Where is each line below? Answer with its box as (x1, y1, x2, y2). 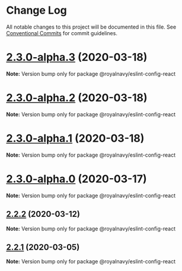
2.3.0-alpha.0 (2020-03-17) (6, 172, 147, 185)
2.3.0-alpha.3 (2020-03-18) (6, 51, 148, 64)
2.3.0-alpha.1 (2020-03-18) (6, 132, 145, 145)
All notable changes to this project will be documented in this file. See (6, 23, 177, 30)
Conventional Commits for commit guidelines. (6, 29, 117, 36)
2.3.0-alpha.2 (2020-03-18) (6, 91, 148, 105)
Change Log (6, 4, 67, 17)
